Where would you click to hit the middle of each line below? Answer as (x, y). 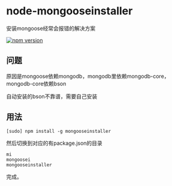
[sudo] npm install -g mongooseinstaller (59, 131)
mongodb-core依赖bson (36, 83)
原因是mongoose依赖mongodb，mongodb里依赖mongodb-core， (88, 76)
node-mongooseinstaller (70, 11)
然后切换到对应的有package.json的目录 (55, 143)
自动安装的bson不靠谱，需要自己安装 (52, 96)
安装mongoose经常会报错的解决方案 (51, 28)
